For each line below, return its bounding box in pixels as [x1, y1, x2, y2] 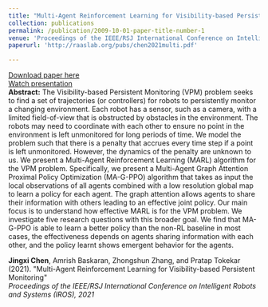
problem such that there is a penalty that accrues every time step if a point [8, 138, 254, 148]
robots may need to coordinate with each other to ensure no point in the [8, 122, 245, 131]
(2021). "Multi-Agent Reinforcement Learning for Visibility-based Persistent [8, 265, 255, 274]
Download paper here [8, 70, 80, 80]
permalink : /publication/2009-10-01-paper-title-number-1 [8, 26, 205, 34]
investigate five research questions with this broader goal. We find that [8, 215, 241, 225]
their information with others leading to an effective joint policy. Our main [8, 197, 248, 208]
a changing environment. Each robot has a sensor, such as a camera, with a [8, 105, 257, 114]
